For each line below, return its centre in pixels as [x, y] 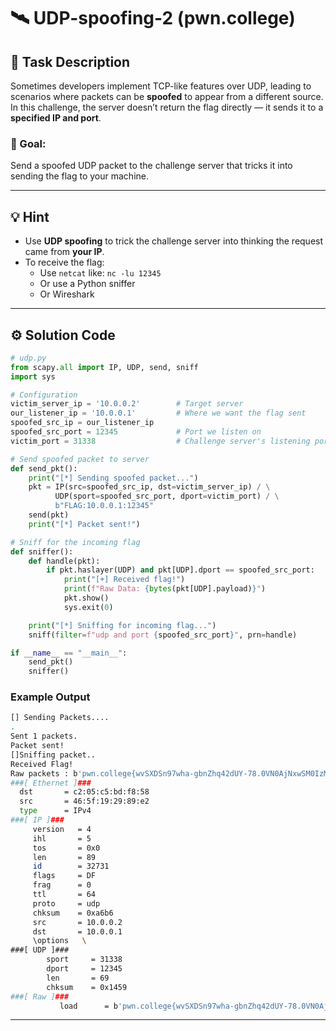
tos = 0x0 [66, 848]
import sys [33, 376]
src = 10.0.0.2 [77, 922]
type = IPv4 [55, 811]
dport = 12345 [84, 969]
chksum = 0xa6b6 [73, 913]
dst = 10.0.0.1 [77, 931]
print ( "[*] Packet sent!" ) [84, 524]
